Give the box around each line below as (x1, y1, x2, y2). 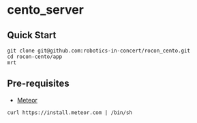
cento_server (7, 2, 84, 18)
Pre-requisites (7, 78, 70, 90)
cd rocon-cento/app (7, 53, 63, 60)
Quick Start (7, 29, 57, 41)
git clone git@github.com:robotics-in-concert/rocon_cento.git (7, 47, 191, 54)
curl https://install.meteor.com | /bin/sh (7, 109, 133, 116)
